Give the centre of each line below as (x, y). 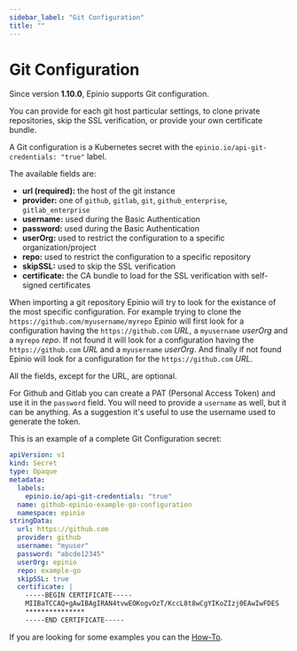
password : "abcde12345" (61, 554)
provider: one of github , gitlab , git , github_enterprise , (125, 200)
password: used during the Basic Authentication (110, 229)
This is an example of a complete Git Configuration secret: (115, 439)
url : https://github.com (63, 529)
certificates (70, 286)
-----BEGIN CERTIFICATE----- (79, 595)
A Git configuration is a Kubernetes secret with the (102, 147)
